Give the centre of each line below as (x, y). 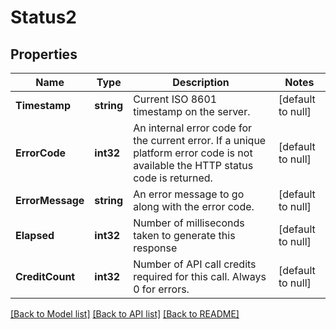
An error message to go (189, 194)
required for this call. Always (200, 276)
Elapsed (35, 235)
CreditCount (45, 276)
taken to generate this (184, 235)
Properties (44, 54)
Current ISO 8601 (175, 99)
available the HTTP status (193, 165)
